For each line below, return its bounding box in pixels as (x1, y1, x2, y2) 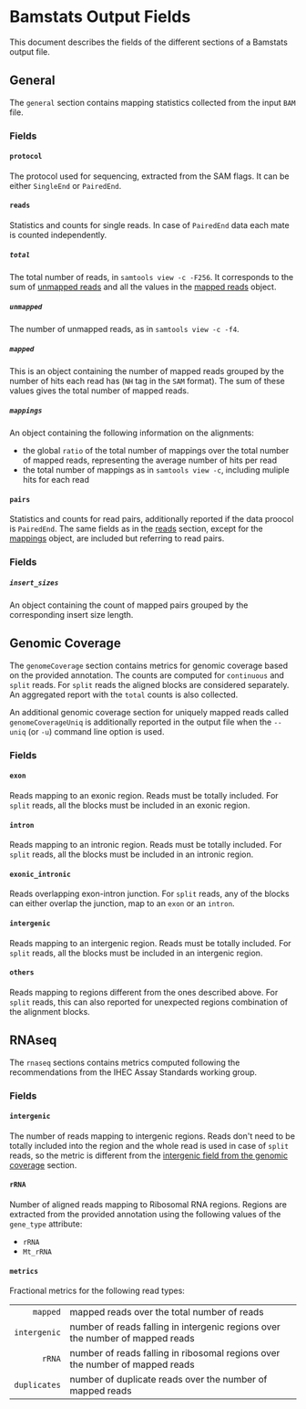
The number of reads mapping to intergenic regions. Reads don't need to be (9, 1130, 296, 1142)
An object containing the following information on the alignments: (9, 427, 255, 438)
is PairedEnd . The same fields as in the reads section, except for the (9, 523, 264, 535)
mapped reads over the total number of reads (69, 1306, 264, 1319)
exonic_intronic (9, 870, 71, 879)
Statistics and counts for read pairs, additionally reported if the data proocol (9, 514, 294, 525)
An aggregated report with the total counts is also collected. (9, 689, 239, 700)
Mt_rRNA (22, 1247, 52, 1257)
